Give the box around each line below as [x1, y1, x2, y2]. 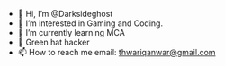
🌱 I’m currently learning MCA [17, 28, 126, 37]
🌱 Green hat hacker [17, 37, 90, 47]
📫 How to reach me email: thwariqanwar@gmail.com [17, 47, 216, 57]
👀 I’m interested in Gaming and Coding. [17, 18, 164, 29]
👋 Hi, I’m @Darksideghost [17, 9, 113, 19]
